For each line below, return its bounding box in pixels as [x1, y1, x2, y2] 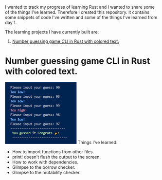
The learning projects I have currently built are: [5, 29, 99, 35]
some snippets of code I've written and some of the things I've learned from [5, 15, 158, 20]
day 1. [5, 19, 17, 25]
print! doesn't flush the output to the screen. [12, 154, 101, 160]
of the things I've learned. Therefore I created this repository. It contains [5, 9, 150, 15]
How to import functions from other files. [12, 148, 94, 155]
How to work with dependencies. [12, 159, 79, 165]
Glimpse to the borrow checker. [12, 164, 75, 170]
